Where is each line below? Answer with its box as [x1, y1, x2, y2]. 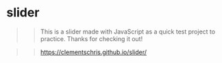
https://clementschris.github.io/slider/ [40, 48, 147, 56]
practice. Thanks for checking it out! [40, 34, 143, 42]
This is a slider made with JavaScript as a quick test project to [40, 27, 216, 36]
